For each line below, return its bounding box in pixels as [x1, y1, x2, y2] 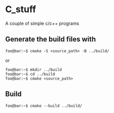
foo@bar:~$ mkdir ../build [5, 67, 62, 72]
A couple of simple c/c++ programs [5, 20, 79, 26]
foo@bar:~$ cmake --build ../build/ [5, 103, 82, 108]
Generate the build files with [5, 35, 96, 44]
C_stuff [5, 4, 36, 15]
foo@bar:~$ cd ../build [5, 71, 55, 77]
